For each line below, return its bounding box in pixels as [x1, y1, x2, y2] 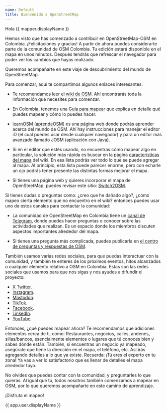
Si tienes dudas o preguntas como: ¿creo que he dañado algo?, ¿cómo [5, 192, 150, 198]
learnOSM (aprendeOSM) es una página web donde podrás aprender [12, 121, 154, 127]
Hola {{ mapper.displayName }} [5, 25, 70, 31]
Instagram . [12, 289, 35, 295]
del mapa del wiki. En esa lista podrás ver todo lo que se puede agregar [12, 157, 159, 163]
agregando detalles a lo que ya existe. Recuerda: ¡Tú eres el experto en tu [5, 352, 156, 358]
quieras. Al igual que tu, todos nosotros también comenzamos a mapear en [5, 377, 159, 383]
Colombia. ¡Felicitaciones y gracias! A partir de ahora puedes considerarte [5, 40, 158, 46]
